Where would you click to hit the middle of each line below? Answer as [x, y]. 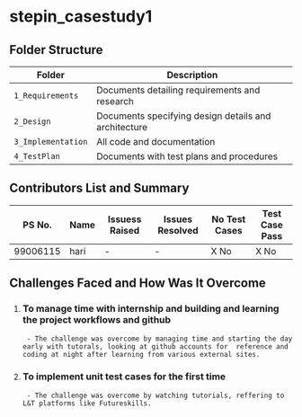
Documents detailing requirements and [178, 90]
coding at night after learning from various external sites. [141, 354]
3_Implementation [51, 142]
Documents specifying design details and [183, 116]
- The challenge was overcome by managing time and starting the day [160, 339]
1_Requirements [46, 96]
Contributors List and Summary [99, 188]
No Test [229, 219]
